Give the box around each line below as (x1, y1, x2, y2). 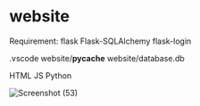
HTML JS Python (9, 69, 72, 81)
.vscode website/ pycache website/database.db (9, 53, 185, 63)
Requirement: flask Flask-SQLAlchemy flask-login (9, 36, 192, 46)
